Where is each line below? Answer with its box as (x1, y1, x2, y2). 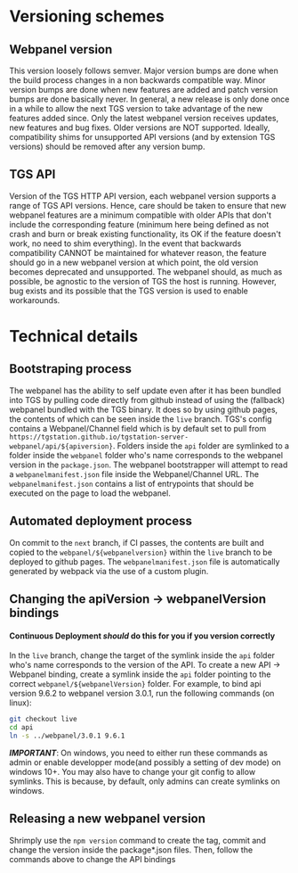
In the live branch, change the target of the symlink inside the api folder (9, 650, 276, 661)
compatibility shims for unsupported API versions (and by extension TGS (9, 132, 276, 142)
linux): (9, 697, 33, 708)
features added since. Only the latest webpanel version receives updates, (9, 113, 278, 123)
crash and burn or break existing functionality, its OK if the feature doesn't (9, 228, 282, 239)
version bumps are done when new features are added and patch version (9, 85, 278, 95)
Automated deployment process (9, 514, 193, 529)
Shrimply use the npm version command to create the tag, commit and (9, 835, 267, 845)
